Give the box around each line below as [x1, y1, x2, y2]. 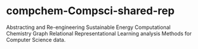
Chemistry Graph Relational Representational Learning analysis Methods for [6, 30, 192, 37]
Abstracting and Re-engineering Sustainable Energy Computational [6, 24, 171, 31]
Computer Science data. [6, 36, 66, 43]
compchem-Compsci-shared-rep [6, 4, 175, 18]
